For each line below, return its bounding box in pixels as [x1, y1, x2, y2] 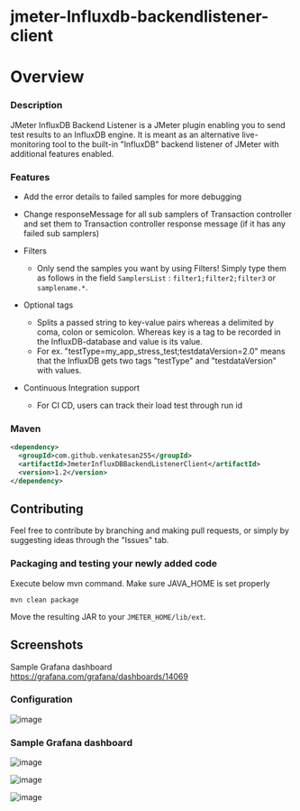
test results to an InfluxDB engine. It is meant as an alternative [10, 129, 241, 140]
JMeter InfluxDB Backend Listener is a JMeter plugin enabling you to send [10, 119, 286, 130]
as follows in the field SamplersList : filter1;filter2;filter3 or [36, 272, 276, 283]
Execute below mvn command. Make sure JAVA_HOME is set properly [10, 577, 270, 588]
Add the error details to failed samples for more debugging [23, 191, 242, 202]
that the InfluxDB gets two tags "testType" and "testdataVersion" [36, 355, 277, 366]
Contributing [10, 502, 84, 517]
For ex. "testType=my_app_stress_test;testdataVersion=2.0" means [36, 346, 286, 356]
